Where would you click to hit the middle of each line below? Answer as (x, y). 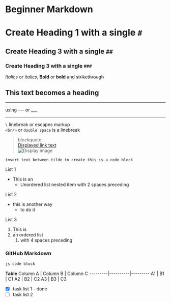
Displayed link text (37, 145)
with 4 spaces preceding (46, 240)
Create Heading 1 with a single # (74, 33)
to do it (28, 209)
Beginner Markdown (49, 9)
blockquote (30, 140)
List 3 (11, 219)
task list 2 (23, 295)
